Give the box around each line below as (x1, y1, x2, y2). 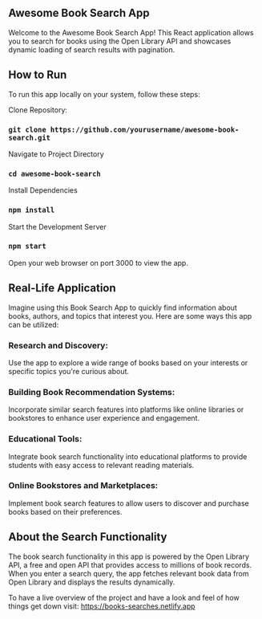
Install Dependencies (8, 185, 78, 195)
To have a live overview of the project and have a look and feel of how (8, 593, 240, 602)
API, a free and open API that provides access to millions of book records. (8, 560, 252, 569)
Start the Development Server (8, 222, 107, 231)
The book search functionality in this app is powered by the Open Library (8, 552, 250, 561)
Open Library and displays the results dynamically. (8, 577, 175, 587)
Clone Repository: (8, 104, 68, 115)
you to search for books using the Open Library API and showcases (8, 36, 232, 46)
